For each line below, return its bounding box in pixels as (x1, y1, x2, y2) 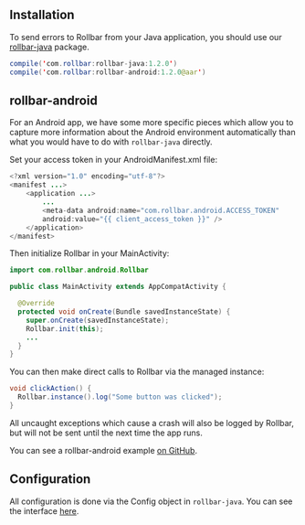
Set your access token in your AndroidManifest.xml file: (9, 155, 217, 166)
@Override (17, 299, 55, 308)
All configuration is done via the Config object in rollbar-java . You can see (9, 496, 293, 507)
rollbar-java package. (9, 41, 89, 52)
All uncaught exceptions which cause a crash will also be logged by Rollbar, (9, 417, 295, 428)
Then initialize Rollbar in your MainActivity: (9, 248, 170, 259)
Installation (9, 7, 75, 23)
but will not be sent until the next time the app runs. (9, 427, 203, 438)
